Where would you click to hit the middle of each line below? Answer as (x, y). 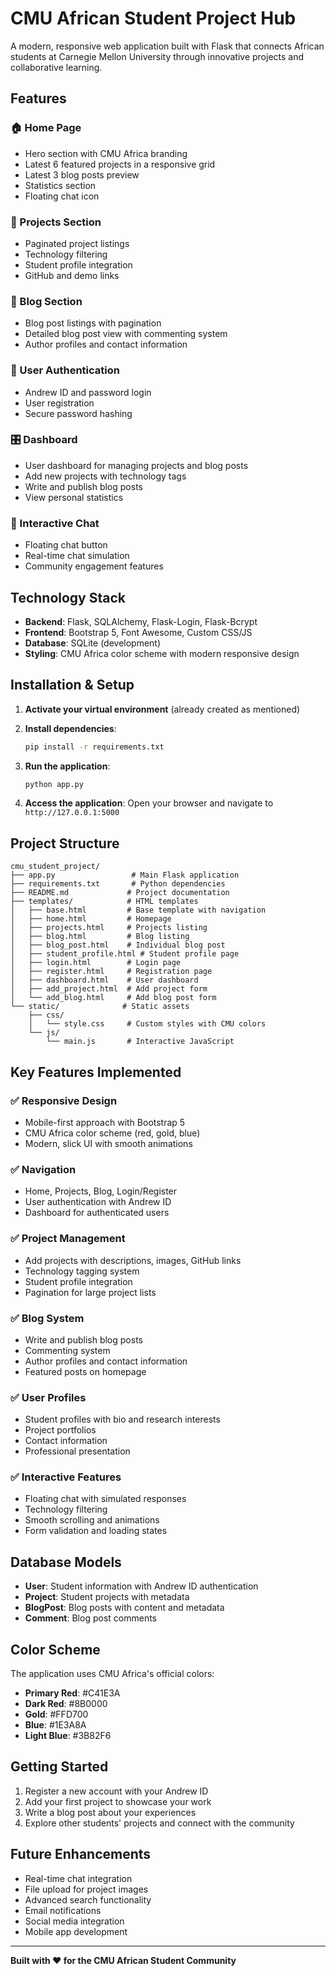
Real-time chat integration (78, 1878)
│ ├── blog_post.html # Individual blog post (118, 945)
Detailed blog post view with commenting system (126, 334)
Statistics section (60, 185)
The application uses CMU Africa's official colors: (112, 1674)
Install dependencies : (70, 728)
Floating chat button (66, 545)
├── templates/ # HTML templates (104, 902)
